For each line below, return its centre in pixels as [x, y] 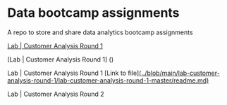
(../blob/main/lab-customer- [179, 73]
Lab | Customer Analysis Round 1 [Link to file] [73, 73]
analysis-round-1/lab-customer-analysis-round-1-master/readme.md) [108, 80]
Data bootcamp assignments [93, 13]
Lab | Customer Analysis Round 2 [56, 94]
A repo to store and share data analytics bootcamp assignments [100, 32]
